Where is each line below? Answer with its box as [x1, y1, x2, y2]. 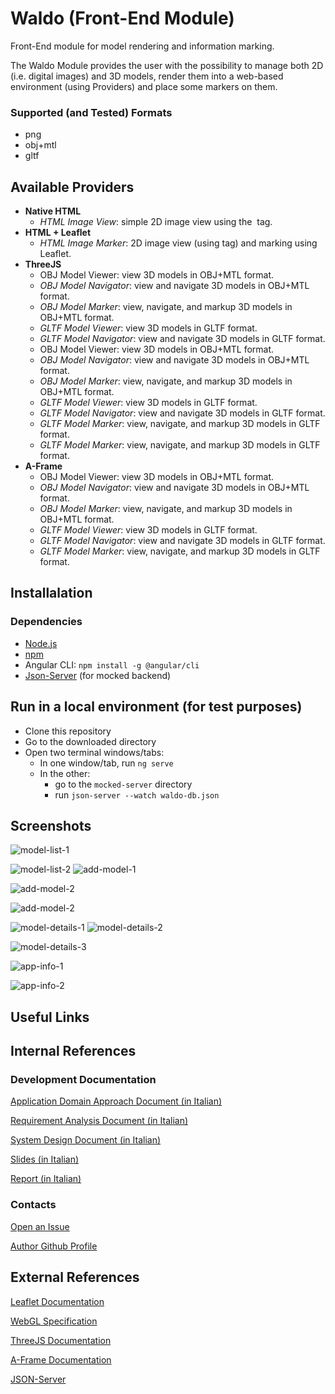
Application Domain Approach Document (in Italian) [10, 1095, 223, 1107]
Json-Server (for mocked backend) [24, 669, 172, 681]
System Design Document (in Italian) [10, 1134, 162, 1146]
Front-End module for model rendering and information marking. [10, 40, 275, 52]
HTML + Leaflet [24, 227, 92, 239]
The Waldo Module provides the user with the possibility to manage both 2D [10, 59, 324, 71]
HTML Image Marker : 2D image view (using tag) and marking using [39, 237, 318, 249]
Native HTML [24, 205, 82, 217]
